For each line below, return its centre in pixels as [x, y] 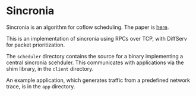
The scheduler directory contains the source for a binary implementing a [95, 56]
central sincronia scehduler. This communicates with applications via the [95, 62]
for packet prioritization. [36, 45]
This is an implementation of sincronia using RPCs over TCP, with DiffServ [97, 38]
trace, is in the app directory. [41, 86]
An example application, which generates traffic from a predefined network [98, 80]
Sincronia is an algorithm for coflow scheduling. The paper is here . [88, 27]
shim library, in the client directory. [50, 68]
